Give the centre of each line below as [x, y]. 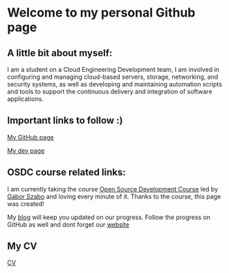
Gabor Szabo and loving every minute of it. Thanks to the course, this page [114, 196]
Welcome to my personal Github [101, 13]
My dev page [26, 151]
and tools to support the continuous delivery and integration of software [110, 92]
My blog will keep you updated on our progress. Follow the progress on [109, 217]
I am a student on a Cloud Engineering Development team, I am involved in [113, 69]
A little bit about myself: [60, 53]
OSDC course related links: [66, 172]
